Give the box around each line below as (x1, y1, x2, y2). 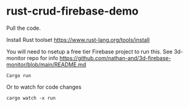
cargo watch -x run (6, 95, 56, 101)
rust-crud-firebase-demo (6, 4, 139, 18)
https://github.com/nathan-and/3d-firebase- (59, 54, 171, 61)
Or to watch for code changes (6, 83, 82, 91)
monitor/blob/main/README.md (6, 61, 87, 68)
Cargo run (6, 72, 32, 78)
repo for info (27, 54, 59, 61)
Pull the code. (6, 24, 41, 32)
